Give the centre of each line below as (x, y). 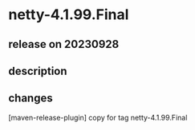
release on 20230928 (64, 44)
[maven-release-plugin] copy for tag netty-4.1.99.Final (98, 117)
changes (31, 98)
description (38, 71)
